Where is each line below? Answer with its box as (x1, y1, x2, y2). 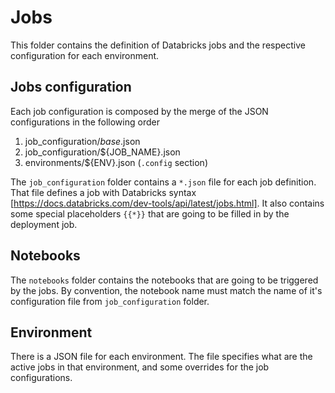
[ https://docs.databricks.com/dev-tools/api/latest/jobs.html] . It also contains (10, 197, 325, 209)
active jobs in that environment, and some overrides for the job (10, 361, 270, 373)
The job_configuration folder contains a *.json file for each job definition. (10, 176, 317, 188)
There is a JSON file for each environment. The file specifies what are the (10, 351, 313, 363)
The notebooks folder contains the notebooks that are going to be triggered (10, 274, 319, 286)
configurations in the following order (10, 116, 160, 128)
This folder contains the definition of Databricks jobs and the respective (10, 39, 306, 51)
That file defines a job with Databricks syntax (10, 186, 197, 198)
